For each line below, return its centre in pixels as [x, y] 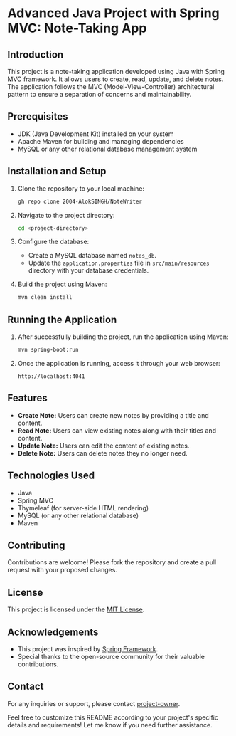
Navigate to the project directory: [66, 215]
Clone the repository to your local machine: [81, 188]
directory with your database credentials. [88, 270]
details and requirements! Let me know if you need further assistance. [110, 725]
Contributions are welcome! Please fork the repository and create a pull [112, 562]
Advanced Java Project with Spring [114, 13]
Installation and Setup [57, 171]
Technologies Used [51, 476]
